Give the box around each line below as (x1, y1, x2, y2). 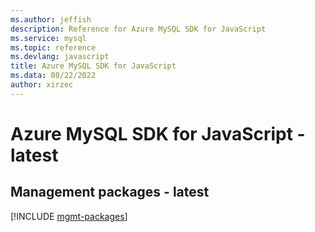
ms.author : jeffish (10, 14, 92, 25)
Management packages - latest (10, 184, 210, 201)
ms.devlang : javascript (10, 52, 110, 62)
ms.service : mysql (10, 33, 87, 43)
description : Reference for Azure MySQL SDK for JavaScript (10, 24, 267, 34)
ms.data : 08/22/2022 (10, 71, 97, 81)
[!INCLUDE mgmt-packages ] (10, 210, 128, 222)
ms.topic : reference (10, 42, 97, 53)
